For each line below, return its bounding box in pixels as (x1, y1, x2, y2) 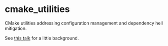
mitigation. (5, 25, 27, 31)
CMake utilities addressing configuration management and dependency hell (5, 20, 163, 26)
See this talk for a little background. (5, 35, 79, 41)
